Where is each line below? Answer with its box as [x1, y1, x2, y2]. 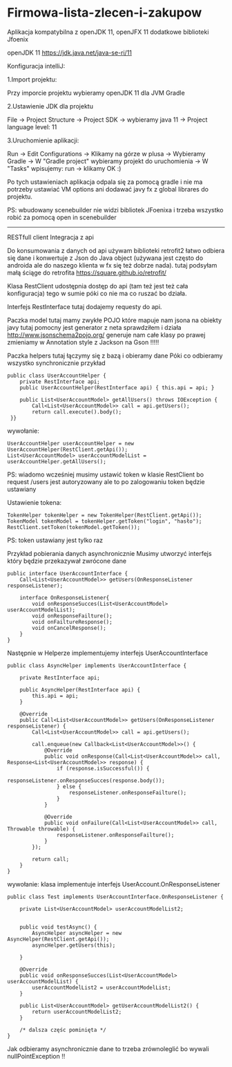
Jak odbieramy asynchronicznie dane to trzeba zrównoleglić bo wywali [7, 1044, 209, 1052]
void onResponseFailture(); [32, 612, 113, 620]
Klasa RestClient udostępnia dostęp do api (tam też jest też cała [7, 281, 188, 290]
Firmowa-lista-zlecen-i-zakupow [7, 5, 202, 21]
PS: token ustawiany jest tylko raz [7, 536, 104, 544]
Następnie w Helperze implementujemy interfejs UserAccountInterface [7, 649, 209, 657]
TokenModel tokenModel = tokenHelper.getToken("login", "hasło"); [7, 517, 202, 525]
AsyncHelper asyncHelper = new [32, 929, 122, 936]
